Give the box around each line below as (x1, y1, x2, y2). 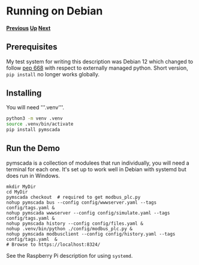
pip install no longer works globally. (6, 70, 100, 78)
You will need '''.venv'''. (6, 104, 65, 111)
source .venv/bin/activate (6, 121, 74, 127)
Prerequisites (6, 42, 58, 52)
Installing (6, 88, 42, 98)
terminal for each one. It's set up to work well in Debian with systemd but (6, 165, 187, 172)
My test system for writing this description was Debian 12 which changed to (6, 58, 194, 65)
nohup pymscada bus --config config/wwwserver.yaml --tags (6, 200, 157, 206)
